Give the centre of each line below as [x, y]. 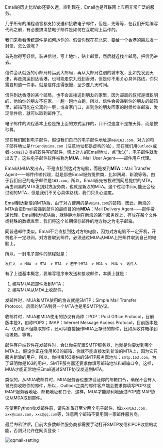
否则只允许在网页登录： [37, 430]
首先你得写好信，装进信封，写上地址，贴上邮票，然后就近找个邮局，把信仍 [79, 56]
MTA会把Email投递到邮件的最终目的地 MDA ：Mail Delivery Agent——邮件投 [80, 209]
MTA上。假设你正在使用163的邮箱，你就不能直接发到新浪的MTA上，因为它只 [81, 351]
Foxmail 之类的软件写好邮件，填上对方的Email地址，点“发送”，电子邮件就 [81, 152]
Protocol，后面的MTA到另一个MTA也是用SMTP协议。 [58, 306]
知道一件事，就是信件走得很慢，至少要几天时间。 [62, 85]
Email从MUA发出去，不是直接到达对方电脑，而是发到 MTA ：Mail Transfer [78, 168]
